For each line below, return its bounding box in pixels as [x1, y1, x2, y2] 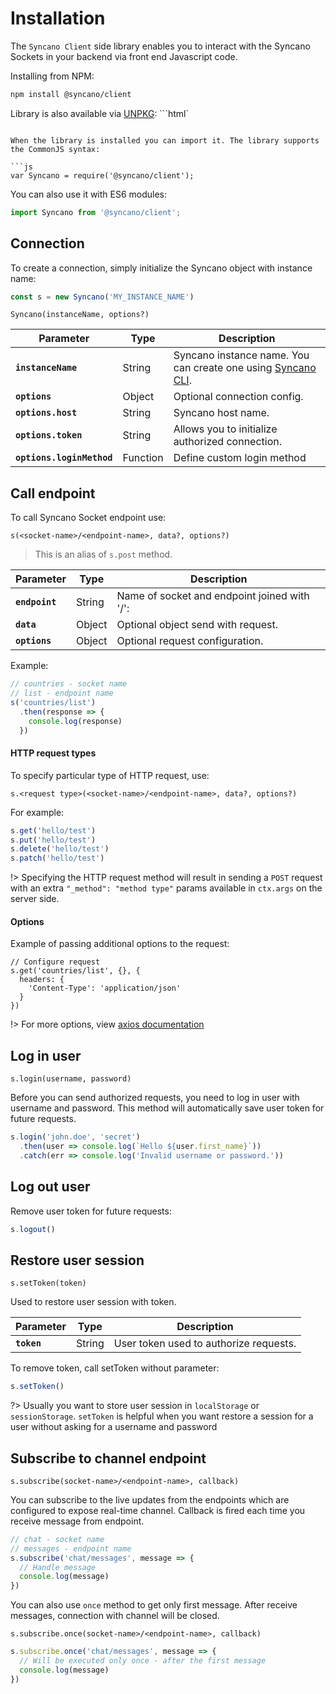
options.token [15, 430, 83, 441]
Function [122, 451, 164, 465]
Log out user [10, 1178, 91, 1196]
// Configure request [10, 957, 101, 967]
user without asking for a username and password [10, 1421, 218, 1433]
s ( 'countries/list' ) [10, 697, 97, 707]
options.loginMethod [15, 452, 113, 464]
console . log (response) [28, 716, 123, 726]
